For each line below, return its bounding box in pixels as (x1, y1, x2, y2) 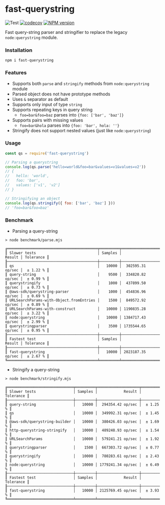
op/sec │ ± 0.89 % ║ (5, 302, 50, 307)
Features (5, 69, 27, 76)
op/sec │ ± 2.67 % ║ (5, 354, 50, 358)
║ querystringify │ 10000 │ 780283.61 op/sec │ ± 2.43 (5, 453, 160, 458)
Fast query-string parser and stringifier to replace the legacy (5, 29, 128, 35)
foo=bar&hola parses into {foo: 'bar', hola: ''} (19, 122, 120, 128)
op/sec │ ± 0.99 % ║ (5, 276, 50, 281)
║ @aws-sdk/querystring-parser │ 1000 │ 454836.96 (5, 289, 146, 294)
